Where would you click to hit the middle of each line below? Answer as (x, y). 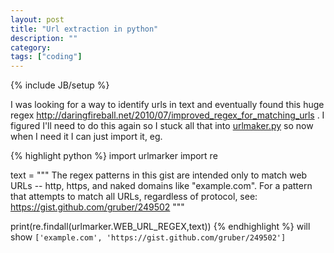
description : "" (44, 38)
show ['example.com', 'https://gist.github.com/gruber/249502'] (148, 237)
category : (31, 47)
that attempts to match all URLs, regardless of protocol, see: (134, 197)
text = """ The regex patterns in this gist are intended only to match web (159, 175)
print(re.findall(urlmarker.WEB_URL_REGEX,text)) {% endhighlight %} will (160, 227)
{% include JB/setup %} (60, 85)
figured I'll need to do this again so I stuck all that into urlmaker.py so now (162, 126)
